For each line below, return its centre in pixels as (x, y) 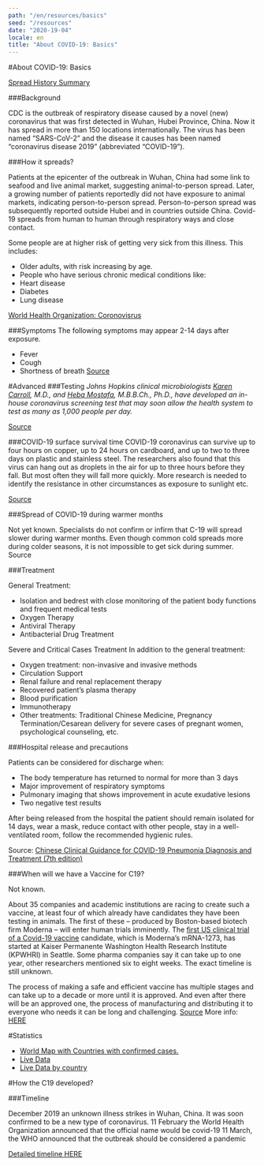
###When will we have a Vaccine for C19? (76, 874)
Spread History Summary (49, 83)
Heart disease (42, 283)
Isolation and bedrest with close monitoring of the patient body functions (138, 601)
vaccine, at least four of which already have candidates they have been (124, 913)
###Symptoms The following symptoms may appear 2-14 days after (119, 331)
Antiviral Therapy (48, 626)
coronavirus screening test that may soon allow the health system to (142, 403)
